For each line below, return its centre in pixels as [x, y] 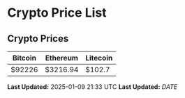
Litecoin [99, 58]
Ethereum [62, 58]
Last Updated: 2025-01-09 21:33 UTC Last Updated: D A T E [92, 87]
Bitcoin [24, 58]
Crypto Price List [57, 13]
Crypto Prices [38, 39]
